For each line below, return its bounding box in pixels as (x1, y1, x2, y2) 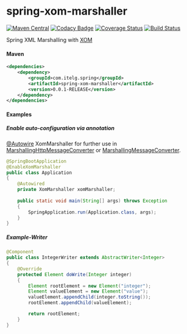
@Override (17, 266, 43, 272)
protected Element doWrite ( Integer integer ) (17, 271, 132, 277)
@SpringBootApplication (6, 158, 67, 164)
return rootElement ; (28, 311, 80, 317)
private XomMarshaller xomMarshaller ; (17, 187, 116, 193)
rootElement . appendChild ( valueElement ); (28, 300, 132, 306)
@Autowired (17, 181, 45, 187)
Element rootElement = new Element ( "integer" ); (28, 283, 151, 289)
